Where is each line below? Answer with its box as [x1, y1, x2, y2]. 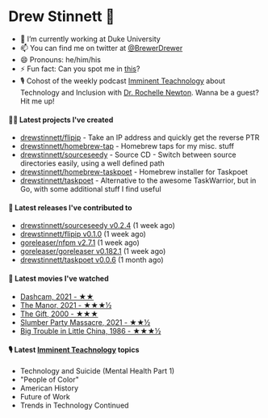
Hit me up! [19, 96, 55, 106]
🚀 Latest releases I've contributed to [8, 202, 132, 213]
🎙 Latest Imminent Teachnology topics [8, 345, 140, 355]
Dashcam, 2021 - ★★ [19, 291, 94, 302]
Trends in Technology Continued [19, 400, 129, 410]
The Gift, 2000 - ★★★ [19, 309, 98, 319]
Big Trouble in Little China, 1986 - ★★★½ [19, 326, 161, 336]
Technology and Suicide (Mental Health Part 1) [19, 365, 175, 375]
